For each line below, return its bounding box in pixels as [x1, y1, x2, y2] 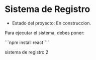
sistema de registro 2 [5, 49, 49, 55]
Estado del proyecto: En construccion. [12, 20, 91, 26]
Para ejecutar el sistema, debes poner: [5, 29, 85, 35]
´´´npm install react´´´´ [5, 39, 49, 45]
